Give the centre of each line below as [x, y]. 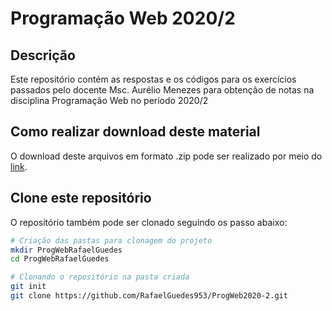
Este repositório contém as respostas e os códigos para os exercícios [153, 79]
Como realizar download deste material [135, 132]
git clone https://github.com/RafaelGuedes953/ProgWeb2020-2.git [149, 296]
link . [19, 166]
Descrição [43, 55]
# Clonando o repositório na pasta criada [100, 277]
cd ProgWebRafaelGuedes [60, 259]
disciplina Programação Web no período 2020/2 [109, 100]
